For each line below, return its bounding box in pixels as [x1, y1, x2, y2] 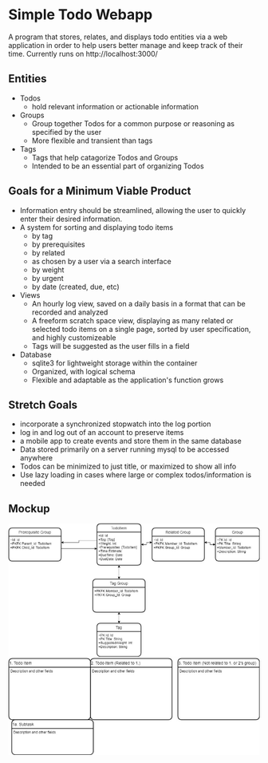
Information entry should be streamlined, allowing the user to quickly [19, 205, 246, 215]
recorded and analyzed [31, 307, 108, 317]
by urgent [31, 273, 64, 283]
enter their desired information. [19, 214, 122, 223]
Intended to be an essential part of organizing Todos [31, 161, 205, 171]
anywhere [19, 453, 53, 463]
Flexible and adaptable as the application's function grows [31, 375, 224, 385]
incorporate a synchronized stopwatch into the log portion [19, 419, 211, 429]
